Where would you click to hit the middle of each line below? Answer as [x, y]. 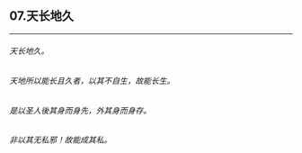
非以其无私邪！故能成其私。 [61, 140]
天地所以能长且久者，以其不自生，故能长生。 [92, 81]
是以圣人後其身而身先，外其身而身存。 [80, 110]
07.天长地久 [42, 16]
